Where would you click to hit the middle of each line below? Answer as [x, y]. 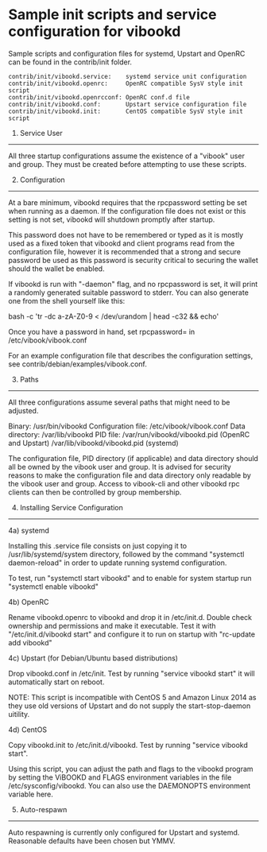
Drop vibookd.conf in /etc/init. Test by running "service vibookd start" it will [132, 673]
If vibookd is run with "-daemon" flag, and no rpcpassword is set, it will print [133, 284]
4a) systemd [29, 530]
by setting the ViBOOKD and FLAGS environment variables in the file [120, 777]
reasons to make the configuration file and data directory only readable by [130, 475]
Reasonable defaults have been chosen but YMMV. [92, 841]
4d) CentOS [28, 730]
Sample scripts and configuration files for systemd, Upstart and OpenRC [127, 53]
